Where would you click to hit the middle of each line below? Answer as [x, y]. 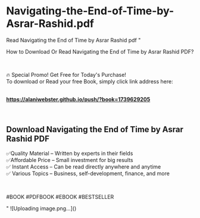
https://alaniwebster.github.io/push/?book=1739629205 [78, 99]
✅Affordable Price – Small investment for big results [70, 160]
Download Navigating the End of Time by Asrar [95, 130]
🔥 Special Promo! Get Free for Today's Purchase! [66, 74]
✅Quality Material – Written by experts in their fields [70, 153]
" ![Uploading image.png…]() [41, 208]
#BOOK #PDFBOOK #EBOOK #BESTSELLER [60, 197]
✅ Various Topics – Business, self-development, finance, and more [88, 173]
